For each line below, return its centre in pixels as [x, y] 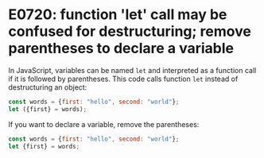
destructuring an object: [48, 87]
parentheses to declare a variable [121, 48]
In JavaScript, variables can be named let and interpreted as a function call [132, 70]
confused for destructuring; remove [130, 31]
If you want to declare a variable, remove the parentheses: [104, 124]
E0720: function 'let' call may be [118, 15]
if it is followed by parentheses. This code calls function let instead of [123, 79]
